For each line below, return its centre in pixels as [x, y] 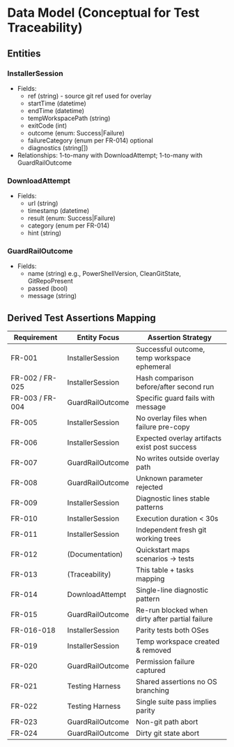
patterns [149, 508]
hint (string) [44, 233]
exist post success [166, 447]
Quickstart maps [163, 550]
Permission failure [165, 662]
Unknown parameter [169, 478]
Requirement [36, 338]
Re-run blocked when [172, 610]
